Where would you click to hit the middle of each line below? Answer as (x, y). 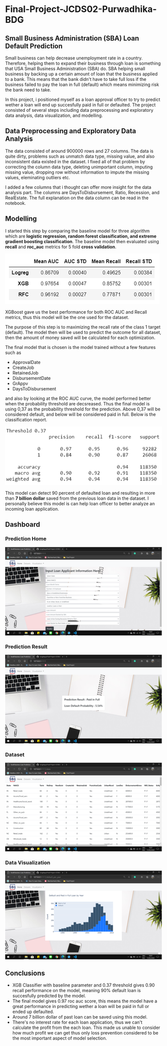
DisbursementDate (32, 378)
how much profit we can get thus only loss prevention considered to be (85, 1033)
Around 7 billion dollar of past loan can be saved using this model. (80, 1017)
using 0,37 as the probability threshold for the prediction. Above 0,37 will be (83, 409)
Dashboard (23, 524)
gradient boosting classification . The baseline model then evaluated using (82, 241)
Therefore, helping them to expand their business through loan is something (83, 63)
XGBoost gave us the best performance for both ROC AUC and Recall (76, 312)
